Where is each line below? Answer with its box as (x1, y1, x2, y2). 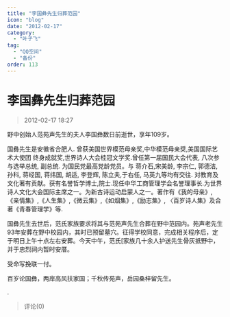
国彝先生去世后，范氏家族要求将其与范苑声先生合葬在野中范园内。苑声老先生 (7, 219, 223, 227)
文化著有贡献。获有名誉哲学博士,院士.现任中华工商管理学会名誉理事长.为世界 (7, 179, 222, 187)
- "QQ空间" (13, 49, 42, 56)
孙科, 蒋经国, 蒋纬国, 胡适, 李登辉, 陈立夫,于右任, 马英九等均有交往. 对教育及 (7, 170, 219, 178)
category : (7, 29, 36, 36)
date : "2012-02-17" (7, 23, 63, 30)
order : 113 (7, 61, 38, 68)
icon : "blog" (7, 16, 44, 23)
